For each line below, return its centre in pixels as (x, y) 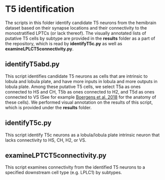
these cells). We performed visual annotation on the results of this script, (79, 102)
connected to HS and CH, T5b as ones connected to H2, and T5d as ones (80, 91)
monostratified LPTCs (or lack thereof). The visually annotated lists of (76, 33)
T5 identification (40, 9)
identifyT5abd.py (33, 64)
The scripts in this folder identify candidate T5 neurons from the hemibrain (81, 23)
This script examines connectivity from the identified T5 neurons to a (75, 167)
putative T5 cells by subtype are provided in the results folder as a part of (80, 38)
